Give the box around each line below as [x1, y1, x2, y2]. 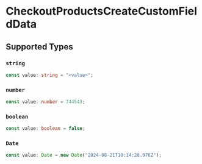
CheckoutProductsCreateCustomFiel [5, 4, 198, 18]
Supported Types [5, 41, 74, 52]
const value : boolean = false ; [5, 126, 85, 132]
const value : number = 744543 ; [5, 99, 85, 105]
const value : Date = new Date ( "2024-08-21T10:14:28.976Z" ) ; [5, 152, 162, 159]
